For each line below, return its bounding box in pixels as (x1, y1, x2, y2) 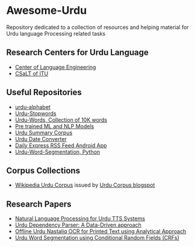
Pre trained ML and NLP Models (14, 122, 94, 130)
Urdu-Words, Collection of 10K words (14, 116, 107, 123)
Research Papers (6, 199, 72, 209)
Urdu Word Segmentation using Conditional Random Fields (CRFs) (14, 234, 179, 242)
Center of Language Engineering (14, 63, 96, 70)
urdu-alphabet (14, 103, 51, 110)
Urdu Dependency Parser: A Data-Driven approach (14, 221, 141, 229)
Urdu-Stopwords (14, 110, 57, 117)
